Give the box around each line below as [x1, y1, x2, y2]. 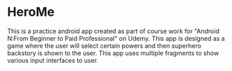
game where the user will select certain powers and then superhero [7, 41, 202, 50]
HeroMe [7, 4, 55, 20]
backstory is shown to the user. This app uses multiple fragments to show [7, 49, 219, 57]
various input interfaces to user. [7, 56, 99, 64]
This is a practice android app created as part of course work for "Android [7, 27, 219, 35]
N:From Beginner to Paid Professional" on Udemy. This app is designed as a [7, 34, 225, 42]
